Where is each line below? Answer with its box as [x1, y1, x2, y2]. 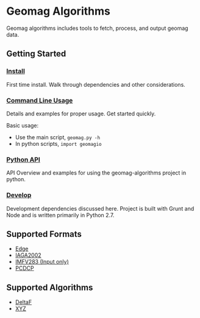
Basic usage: [6, 121, 39, 129]
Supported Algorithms [6, 282, 93, 292]
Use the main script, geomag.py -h [15, 133, 101, 141]
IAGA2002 [15, 251, 41, 259]
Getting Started [6, 49, 66, 59]
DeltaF [15, 298, 32, 306]
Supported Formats [6, 229, 82, 239]
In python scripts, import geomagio [15, 140, 102, 147]
